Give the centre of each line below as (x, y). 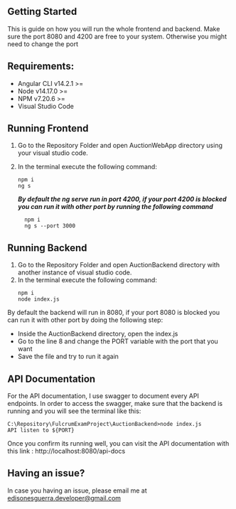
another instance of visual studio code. (75, 272)
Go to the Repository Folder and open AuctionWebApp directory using (120, 146)
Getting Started (42, 12)
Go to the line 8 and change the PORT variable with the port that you (118, 341)
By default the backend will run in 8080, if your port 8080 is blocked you (114, 313)
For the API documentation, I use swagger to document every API (103, 396)
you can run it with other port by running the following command (115, 207)
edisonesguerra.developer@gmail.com (64, 498)
